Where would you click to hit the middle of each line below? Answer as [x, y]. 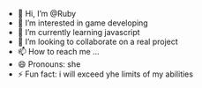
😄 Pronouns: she [49, 64]
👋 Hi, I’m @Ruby [47, 14]
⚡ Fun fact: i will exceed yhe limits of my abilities [105, 74]
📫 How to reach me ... [58, 51]
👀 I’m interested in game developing [82, 23]
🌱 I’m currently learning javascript [79, 32]
